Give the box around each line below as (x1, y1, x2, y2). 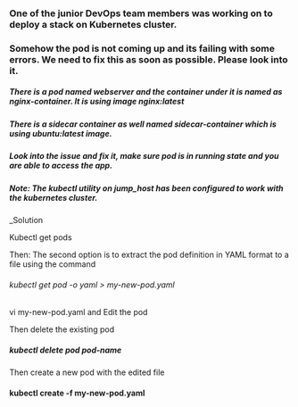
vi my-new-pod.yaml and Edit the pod (9, 307, 148, 318)
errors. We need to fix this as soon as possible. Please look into (9, 53, 288, 65)
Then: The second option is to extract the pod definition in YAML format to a (9, 249, 290, 260)
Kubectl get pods (9, 231, 73, 243)
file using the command (9, 258, 96, 270)
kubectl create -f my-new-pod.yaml (9, 387, 145, 398)
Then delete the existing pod (9, 324, 115, 335)
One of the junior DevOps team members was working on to (9, 7, 274, 20)
